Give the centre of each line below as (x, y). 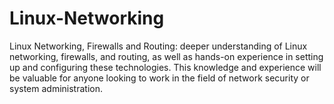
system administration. (56, 88)
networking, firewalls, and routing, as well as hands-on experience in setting (166, 56)
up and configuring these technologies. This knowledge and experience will (165, 67)
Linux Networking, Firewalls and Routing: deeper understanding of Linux (158, 46)
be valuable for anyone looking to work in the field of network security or (159, 78)
